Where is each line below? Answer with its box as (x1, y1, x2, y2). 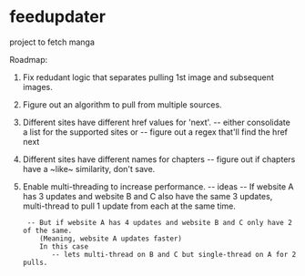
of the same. (22, 226, 73, 235)
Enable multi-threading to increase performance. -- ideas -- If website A (22, 180, 294, 192)
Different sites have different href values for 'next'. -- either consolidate (22, 117, 291, 128)
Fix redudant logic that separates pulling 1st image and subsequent (22, 71, 275, 83)
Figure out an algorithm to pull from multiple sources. (22, 98, 222, 110)
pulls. (22, 258, 48, 267)
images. (22, 81, 53, 92)
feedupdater (9, 6, 107, 27)
